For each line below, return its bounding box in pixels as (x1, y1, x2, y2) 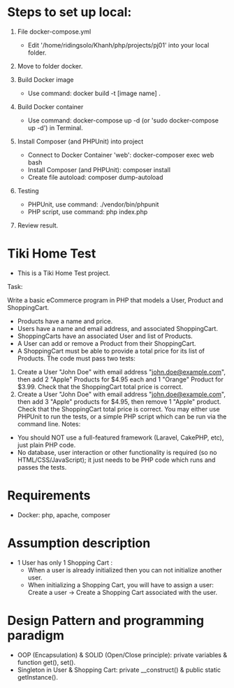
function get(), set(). (17, 658, 75, 666)
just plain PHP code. (17, 440, 76, 449)
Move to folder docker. (17, 62, 83, 70)
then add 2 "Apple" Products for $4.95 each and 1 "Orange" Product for (17, 375, 224, 384)
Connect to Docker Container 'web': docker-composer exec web (27, 150, 214, 159)
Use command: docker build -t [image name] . (27, 89, 161, 97)
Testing (17, 186, 40, 195)
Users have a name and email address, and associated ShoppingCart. (17, 324, 219, 332)
